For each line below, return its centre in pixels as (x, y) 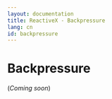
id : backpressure (33, 34)
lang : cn (20, 27)
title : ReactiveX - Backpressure (56, 21)
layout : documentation (41, 14)
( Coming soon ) (29, 88)
